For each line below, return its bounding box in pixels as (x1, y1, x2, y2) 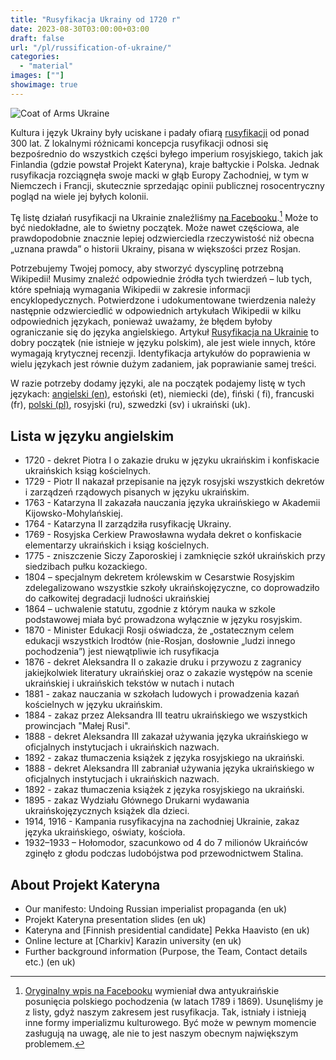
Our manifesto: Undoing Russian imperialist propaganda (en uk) (24, 903, 288, 915)
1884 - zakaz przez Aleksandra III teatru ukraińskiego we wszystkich (24, 709, 308, 721)
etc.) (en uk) (24, 956, 76, 968)
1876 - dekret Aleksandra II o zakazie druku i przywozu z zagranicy (24, 656, 302, 668)
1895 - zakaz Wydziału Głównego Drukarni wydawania (24, 794, 250, 806)
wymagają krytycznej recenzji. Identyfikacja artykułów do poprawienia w (10, 347, 311, 360)
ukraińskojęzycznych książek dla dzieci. (24, 805, 190, 817)
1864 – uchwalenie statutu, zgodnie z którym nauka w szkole (24, 603, 276, 615)
